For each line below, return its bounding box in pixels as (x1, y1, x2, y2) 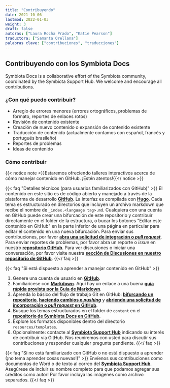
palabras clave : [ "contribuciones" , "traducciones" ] (5, 41, 119, 46)
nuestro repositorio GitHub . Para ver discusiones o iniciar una (5, 245, 135, 251)
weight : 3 (5, 21, 26, 27)
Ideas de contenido (12, 145, 53, 152)
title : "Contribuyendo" (5, 7, 56, 13)
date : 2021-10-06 (5, 12, 42, 17)
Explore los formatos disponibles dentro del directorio (12, 318, 125, 324)
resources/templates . (12, 324, 57, 330)
